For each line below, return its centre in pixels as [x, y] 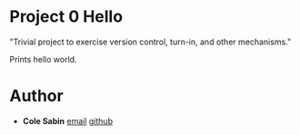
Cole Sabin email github [68, 121]
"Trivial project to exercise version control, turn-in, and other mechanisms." [150, 42]
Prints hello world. [43, 59]
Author [36, 96]
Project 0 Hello [66, 17]
